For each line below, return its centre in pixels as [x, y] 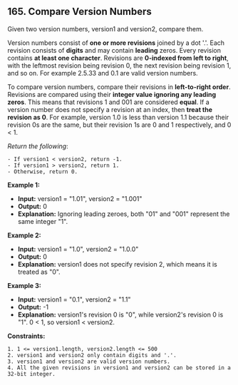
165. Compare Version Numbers [79, 12]
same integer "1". [43, 221]
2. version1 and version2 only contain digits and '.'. [92, 355]
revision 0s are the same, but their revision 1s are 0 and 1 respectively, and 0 [119, 125]
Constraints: [26, 336]
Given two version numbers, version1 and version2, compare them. [105, 29]
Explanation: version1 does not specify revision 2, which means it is [117, 264]
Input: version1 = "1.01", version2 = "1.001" [80, 198]
